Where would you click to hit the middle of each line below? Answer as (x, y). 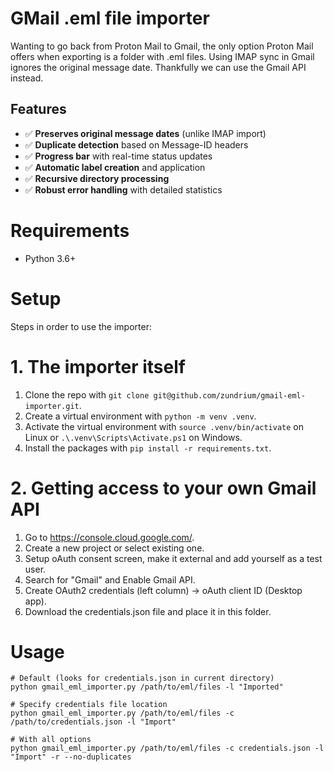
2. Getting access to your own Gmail (163, 488)
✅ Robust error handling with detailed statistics (123, 189)
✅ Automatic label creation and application (115, 167)
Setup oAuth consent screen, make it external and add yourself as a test (173, 558)
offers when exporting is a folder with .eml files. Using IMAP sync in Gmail (162, 56)
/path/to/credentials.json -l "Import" (93, 722)
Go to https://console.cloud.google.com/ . (109, 537)
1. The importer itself (98, 366)
